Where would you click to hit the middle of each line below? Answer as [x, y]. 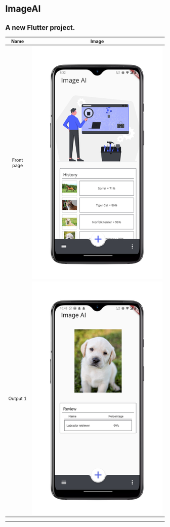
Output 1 [17, 399]
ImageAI [23, 9]
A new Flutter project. [40, 28]
